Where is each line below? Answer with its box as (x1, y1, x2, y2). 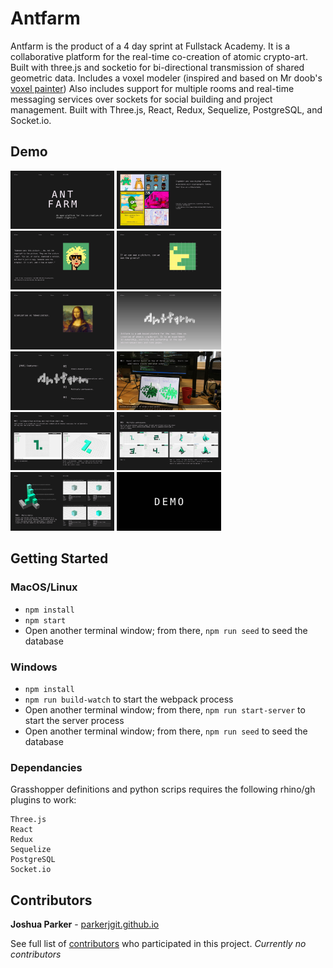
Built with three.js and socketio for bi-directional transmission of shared (10, 61, 305, 73)
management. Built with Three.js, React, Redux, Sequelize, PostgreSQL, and (10, 103, 323, 116)
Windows (10, 660, 58, 674)
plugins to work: (10, 794, 77, 806)
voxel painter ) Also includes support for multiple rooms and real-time (10, 82, 295, 94)
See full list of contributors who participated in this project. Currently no (10, 938, 307, 950)
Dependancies (10, 760, 83, 774)
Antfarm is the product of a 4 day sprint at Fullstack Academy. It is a (10, 40, 291, 52)
